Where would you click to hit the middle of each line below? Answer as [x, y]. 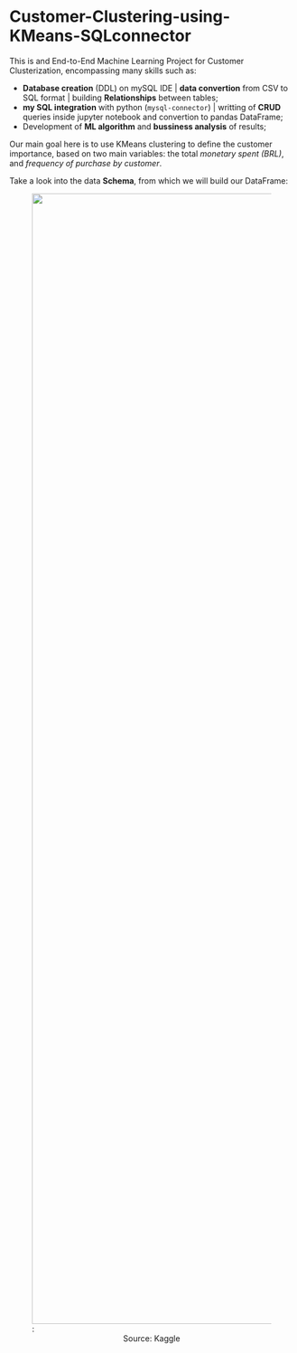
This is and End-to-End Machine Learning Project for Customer [127, 61]
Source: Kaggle [152, 1338]
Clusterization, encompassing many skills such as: [103, 71]
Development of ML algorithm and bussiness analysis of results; [144, 126]
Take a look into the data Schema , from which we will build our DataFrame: [149, 180]
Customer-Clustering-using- [120, 17]
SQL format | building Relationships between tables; [120, 98]
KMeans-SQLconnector [100, 36]
